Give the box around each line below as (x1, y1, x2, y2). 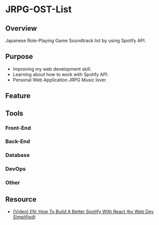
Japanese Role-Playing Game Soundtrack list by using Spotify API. (5, 37, 146, 43)
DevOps (5, 165, 26, 172)
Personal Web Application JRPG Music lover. (12, 77, 107, 83)
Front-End (5, 124, 31, 131)
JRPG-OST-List (5, 4, 72, 15)
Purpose (5, 52, 33, 61)
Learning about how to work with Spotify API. (12, 71, 109, 77)
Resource (5, 195, 37, 204)
